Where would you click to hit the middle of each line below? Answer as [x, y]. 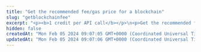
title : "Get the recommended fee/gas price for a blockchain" [85, 12]
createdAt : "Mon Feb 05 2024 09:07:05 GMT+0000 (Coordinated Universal [97, 34]
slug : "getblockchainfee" [38, 17]
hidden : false [24, 28]
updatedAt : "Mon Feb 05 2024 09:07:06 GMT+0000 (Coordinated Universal [97, 39]
